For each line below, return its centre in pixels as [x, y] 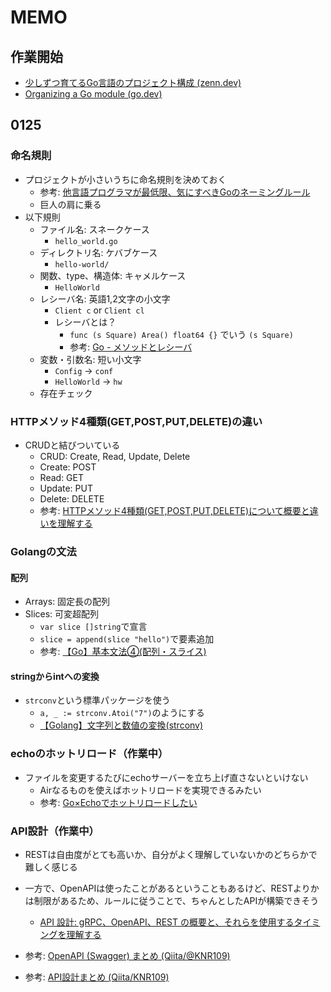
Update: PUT [66, 488]
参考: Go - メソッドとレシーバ [131, 347]
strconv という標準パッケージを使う [97, 700]
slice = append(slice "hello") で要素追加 [127, 639]
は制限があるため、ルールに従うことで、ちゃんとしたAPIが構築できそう [172, 900]
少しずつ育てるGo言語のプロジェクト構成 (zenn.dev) [133, 82]
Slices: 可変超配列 [62, 614]
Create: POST [68, 467]
